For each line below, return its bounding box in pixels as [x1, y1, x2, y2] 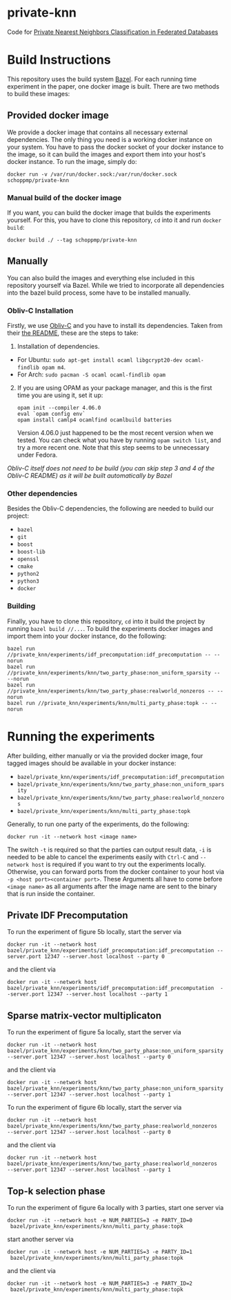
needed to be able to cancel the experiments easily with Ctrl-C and [7, 852, 199, 861]
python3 [17, 578, 39, 585]
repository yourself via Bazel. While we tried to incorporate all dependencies [7, 281, 225, 289]
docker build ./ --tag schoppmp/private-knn [7, 237, 137, 244]
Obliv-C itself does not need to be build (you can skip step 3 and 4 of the [7, 464, 215, 473]
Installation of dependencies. [17, 342, 100, 351]
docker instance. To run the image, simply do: [7, 157, 137, 165]
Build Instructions [7, 52, 112, 68]
